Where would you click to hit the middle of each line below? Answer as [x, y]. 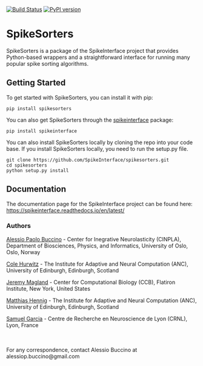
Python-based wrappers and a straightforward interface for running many [98, 57]
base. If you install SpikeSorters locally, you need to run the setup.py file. [97, 148]
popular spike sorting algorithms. [48, 63]
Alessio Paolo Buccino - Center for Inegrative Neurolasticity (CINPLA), [94, 239]
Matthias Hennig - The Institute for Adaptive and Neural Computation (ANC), [101, 300]
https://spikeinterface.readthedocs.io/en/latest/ [65, 210]
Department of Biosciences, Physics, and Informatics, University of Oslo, [97, 246]
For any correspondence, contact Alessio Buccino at [72, 350]
